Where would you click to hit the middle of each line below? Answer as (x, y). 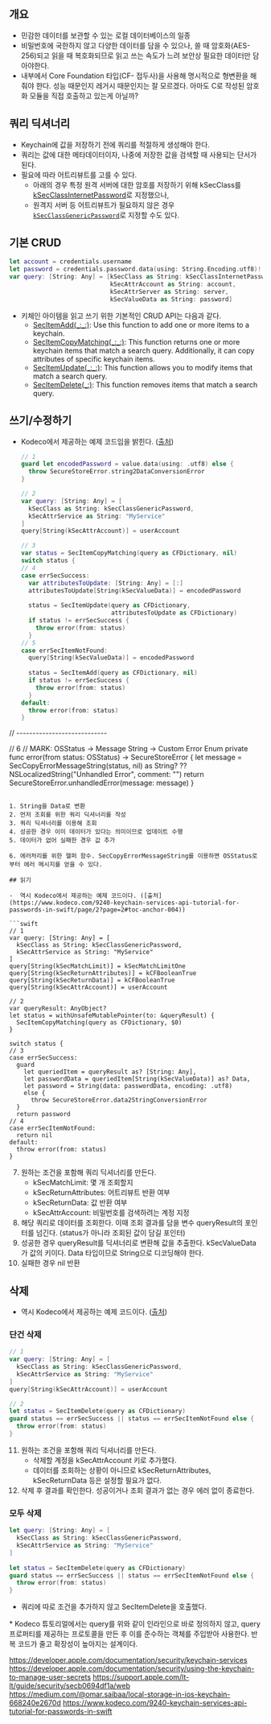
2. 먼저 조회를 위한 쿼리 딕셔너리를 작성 (68, 815)
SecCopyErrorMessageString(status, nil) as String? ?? (98, 766)
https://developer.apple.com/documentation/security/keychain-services (128, 1660)
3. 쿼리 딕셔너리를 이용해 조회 (53, 824)
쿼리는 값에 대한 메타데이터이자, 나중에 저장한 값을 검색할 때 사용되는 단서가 (139, 155)
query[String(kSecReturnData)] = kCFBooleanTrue (92, 981)
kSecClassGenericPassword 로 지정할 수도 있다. (106, 215)
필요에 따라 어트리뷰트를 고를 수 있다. (79, 175)
